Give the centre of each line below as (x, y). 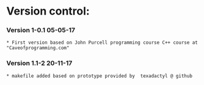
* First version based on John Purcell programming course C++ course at (102, 43)
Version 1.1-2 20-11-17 (39, 63)
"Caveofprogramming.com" (38, 48)
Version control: (48, 11)
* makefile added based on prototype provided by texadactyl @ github (99, 76)
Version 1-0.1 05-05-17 (41, 30)
